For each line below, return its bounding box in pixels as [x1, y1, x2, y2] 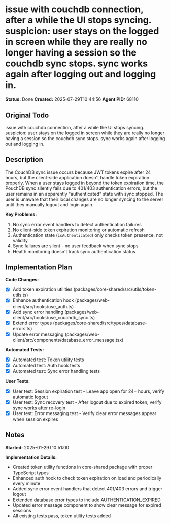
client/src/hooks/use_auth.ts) [12, 303, 74, 309]
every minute [12, 480, 41, 486]
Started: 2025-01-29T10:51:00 [5, 444, 70, 450]
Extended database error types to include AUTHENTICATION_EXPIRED [12, 497, 161, 503]
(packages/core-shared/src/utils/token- [73, 286, 157, 292]
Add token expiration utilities [12, 286, 73, 292]
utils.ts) [12, 292, 28, 298]
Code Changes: [5, 277, 39, 283]
